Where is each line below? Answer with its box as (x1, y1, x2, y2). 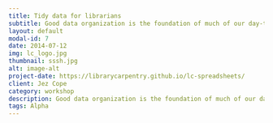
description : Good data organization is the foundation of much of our (8, 95, 256, 103)
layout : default (8, 27, 63, 35)
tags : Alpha (8, 102, 49, 110)
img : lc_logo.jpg (8, 49, 67, 57)
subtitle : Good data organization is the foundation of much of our (8, 19, 245, 28)
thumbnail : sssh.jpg (8, 57, 79, 66)
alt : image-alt (8, 65, 60, 73)
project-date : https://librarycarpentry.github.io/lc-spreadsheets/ (8, 72, 245, 80)
